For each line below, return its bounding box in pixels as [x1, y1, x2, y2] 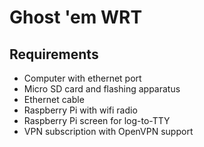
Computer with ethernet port [23, 72, 142, 84]
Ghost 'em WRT [9, 6, 143, 29]
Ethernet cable [23, 94, 85, 105]
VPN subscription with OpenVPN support [23, 126, 194, 137]
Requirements [9, 46, 99, 63]
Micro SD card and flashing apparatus [23, 83, 181, 95]
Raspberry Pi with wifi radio [23, 104, 138, 116]
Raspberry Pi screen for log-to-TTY [23, 115, 171, 126]
